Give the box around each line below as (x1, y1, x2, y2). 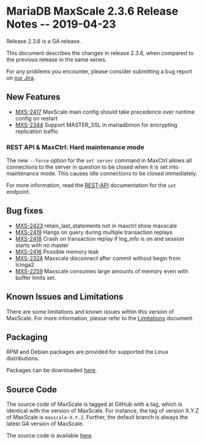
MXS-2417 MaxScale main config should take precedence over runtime (15, 108, 195, 116)
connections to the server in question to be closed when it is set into (6, 163, 179, 171)
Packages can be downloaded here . (6, 367, 97, 374)
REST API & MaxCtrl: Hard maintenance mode (6, 142, 145, 151)
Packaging (6, 332, 48, 343)
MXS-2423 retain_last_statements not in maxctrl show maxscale (15, 222, 177, 229)
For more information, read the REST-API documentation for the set (6, 182, 176, 189)
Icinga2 (15, 261, 35, 268)
